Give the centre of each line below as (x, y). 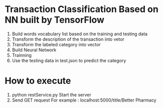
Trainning (22, 55)
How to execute (38, 81)
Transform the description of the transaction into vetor (68, 39)
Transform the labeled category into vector (56, 44)
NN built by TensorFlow (55, 20)
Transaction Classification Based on (81, 9)
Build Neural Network (34, 50)
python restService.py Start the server (51, 94)
